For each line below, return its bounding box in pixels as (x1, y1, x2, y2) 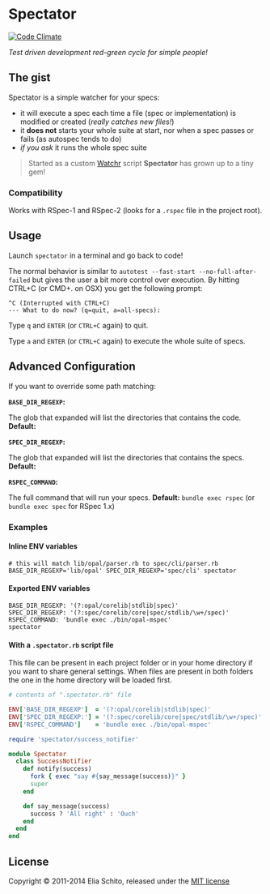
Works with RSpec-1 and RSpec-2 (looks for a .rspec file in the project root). (8, 206, 263, 216)
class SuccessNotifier (15, 757, 92, 766)
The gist (8, 71, 51, 85)
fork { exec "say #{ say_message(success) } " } (29, 772, 186, 781)
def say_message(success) (23, 802, 111, 811)
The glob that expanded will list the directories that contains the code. (8, 413, 242, 422)
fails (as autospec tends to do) (19, 134, 122, 143)
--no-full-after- (198, 267, 257, 276)
